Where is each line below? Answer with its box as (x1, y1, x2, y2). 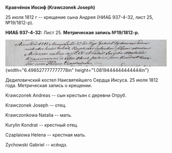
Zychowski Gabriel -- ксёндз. (5, 141, 68, 147)
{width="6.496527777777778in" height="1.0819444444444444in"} (5, 67, 149, 73)
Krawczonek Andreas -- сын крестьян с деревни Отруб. (5, 92, 127, 98)
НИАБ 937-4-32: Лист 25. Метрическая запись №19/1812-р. (5, 30, 140, 35)
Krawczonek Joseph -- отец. (5, 102, 67, 108)
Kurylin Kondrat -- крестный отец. (5, 122, 78, 128)
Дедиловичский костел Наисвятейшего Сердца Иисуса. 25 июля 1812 (5, 76, 159, 83)
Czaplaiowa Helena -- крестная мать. (5, 132, 86, 138)
